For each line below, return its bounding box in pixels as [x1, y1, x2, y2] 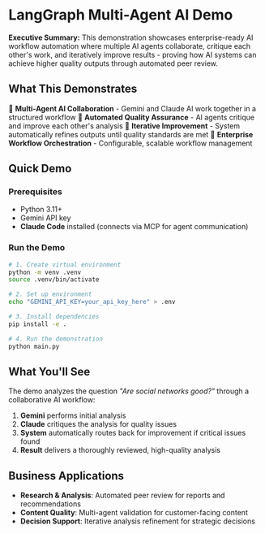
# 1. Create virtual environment [8, 260, 122, 269]
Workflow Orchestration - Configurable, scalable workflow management [8, 138, 253, 148]
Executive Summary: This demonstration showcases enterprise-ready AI [8, 33, 254, 42]
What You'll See [8, 365, 91, 379]
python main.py [8, 342, 60, 350]
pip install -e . [8, 319, 67, 328]
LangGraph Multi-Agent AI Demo [8, 6, 233, 24]
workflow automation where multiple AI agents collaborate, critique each [8, 41, 251, 50]
